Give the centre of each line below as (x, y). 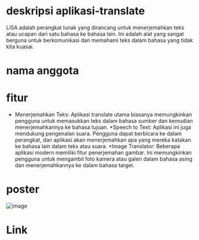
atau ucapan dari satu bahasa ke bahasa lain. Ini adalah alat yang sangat (95, 33)
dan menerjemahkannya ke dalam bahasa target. (75, 165)
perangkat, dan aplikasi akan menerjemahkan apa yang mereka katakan (103, 140)
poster (23, 190)
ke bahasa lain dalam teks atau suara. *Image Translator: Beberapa (97, 146)
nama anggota (43, 71)
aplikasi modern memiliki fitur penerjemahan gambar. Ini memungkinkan (103, 153)
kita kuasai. (20, 47)
